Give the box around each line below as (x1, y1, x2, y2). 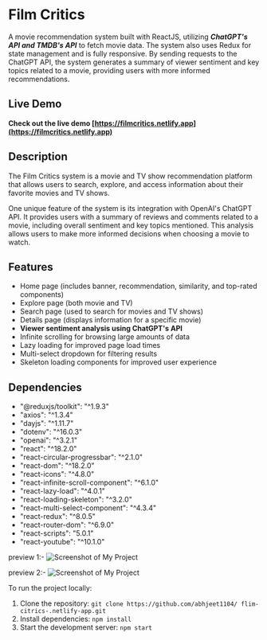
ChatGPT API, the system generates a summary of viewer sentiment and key (8, 57, 260, 67)
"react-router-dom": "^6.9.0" (19, 520, 115, 530)
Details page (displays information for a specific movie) (19, 315, 202, 325)
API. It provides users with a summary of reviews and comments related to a (8, 212, 259, 221)
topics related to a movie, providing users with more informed (8, 65, 210, 75)
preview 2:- (8, 568, 46, 578)
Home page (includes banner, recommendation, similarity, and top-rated (19, 281, 257, 291)
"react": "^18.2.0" (19, 444, 77, 454)
